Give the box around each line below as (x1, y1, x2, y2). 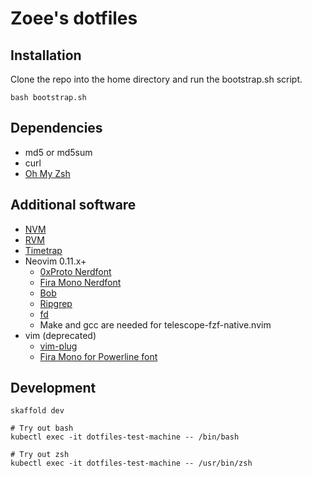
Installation (10, 47, 82, 64)
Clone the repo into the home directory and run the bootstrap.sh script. (10, 73, 303, 85)
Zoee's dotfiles (10, 7, 138, 30)
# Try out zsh (10, 450, 70, 460)
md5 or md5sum (24, 146, 93, 158)
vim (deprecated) (24, 329, 97, 341)
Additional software (10, 197, 137, 214)
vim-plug (39, 340, 78, 352)
